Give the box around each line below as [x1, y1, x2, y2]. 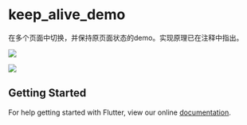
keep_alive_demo [8, 6, 126, 24]
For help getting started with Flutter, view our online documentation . [8, 107, 231, 117]
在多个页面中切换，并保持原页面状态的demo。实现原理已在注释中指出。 [8, 33, 244, 42]
